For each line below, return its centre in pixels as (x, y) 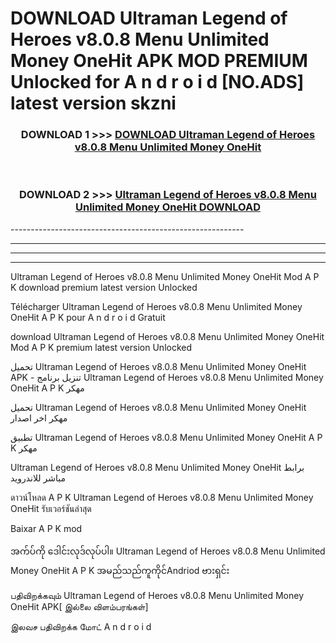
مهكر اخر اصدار (39, 418)
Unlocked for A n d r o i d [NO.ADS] (157, 82)
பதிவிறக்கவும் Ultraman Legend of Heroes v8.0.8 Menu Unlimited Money (157, 595)
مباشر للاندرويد (38, 478)
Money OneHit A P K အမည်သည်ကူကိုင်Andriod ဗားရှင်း (120, 570)
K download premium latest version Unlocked (104, 287)
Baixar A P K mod (46, 528)
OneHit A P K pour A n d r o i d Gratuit (88, 317)
